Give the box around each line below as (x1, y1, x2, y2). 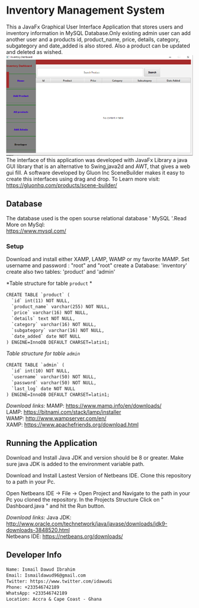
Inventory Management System (6, 4, 165, 17)
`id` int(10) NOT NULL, (11, 368, 70, 374)
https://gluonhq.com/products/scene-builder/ (6, 182, 117, 189)
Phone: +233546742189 (6, 584, 60, 590)
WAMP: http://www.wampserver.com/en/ (6, 414, 107, 422)
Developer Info (6, 550, 62, 560)
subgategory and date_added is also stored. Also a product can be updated (6, 42, 191, 49)
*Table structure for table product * (6, 280, 93, 287)
